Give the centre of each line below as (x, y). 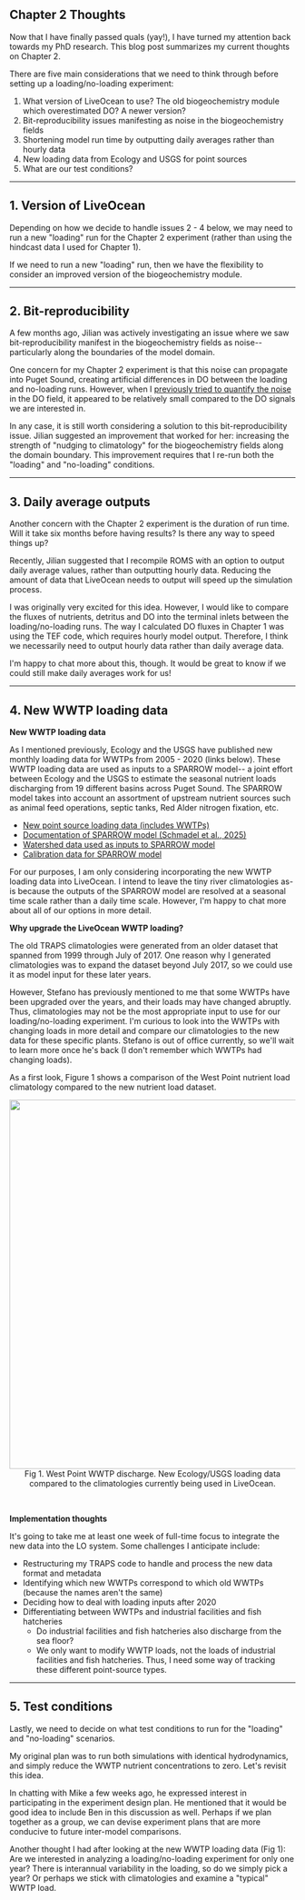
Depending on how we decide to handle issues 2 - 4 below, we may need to (151, 227)
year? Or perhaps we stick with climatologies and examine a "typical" (139, 1878)
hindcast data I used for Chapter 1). (75, 247)
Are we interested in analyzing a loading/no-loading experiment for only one (152, 1858)
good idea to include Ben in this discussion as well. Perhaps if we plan (141, 1812)
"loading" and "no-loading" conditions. (82, 465)
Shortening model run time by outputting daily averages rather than (148, 139)
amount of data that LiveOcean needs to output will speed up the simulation (151, 580)
